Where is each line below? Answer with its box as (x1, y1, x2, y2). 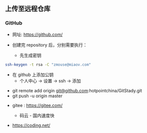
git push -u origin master (12, 93, 63, 99)
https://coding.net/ (12, 122, 51, 128)
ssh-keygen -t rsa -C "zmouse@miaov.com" (5, 62, 91, 67)
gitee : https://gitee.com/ (12, 102, 63, 108)
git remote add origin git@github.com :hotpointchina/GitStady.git (12, 87, 143, 93)
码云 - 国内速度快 (19, 112, 55, 118)
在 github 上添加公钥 (12, 72, 54, 78)
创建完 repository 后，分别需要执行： (12, 42, 88, 48)
